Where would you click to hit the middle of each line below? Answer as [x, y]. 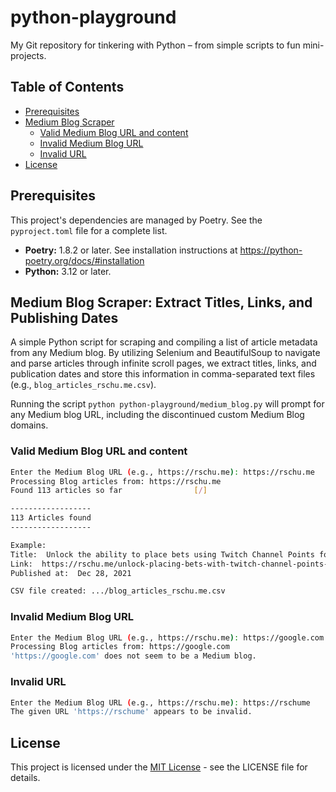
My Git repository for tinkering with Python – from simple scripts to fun [155, 45]
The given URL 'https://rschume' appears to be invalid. [131, 712]
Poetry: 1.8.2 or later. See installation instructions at [131, 250]
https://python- [271, 250]
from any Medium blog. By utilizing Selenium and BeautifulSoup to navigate [165, 353]
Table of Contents [67, 87]
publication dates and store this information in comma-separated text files [163, 374]
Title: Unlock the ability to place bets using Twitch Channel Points [162, 554]
